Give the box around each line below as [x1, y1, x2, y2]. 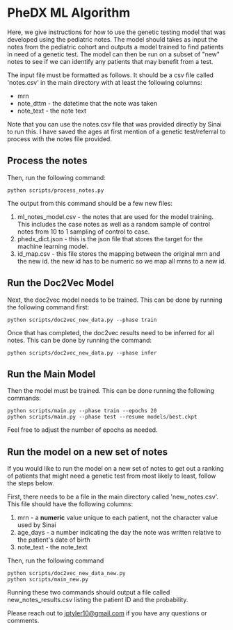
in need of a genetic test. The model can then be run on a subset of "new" [7, 50, 220, 58]
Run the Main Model [7, 368, 96, 380]
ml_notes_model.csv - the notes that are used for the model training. [17, 212, 214, 220]
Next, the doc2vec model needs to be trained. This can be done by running [7, 296, 223, 304]
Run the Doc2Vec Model [7, 277, 114, 289]
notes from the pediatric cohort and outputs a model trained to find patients [7, 42, 224, 51]
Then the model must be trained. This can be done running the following [7, 387, 214, 395]
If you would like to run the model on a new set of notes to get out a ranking [7, 465, 224, 473]
